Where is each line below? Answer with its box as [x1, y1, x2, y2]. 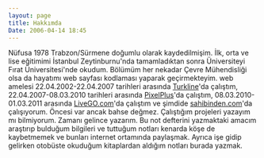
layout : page [8, 11, 52, 20]
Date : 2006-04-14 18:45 [8, 26, 87, 34]
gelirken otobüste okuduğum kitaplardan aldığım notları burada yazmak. [8, 141, 243, 151]
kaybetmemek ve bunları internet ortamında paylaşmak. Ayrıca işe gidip [8, 133, 242, 142]
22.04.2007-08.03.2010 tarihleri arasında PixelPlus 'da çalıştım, [8, 91, 213, 100]
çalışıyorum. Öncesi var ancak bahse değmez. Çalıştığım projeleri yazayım [8, 107, 251, 117]
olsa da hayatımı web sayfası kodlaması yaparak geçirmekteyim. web [8, 73, 234, 83]
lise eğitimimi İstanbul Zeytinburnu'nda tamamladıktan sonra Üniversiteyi [8, 56, 246, 66]
